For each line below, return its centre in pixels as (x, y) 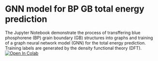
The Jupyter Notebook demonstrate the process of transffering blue (73, 32)
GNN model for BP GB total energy (75, 9)
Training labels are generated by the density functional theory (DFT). (73, 48)
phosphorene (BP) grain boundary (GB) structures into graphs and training (79, 38)
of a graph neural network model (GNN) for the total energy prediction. (75, 43)
